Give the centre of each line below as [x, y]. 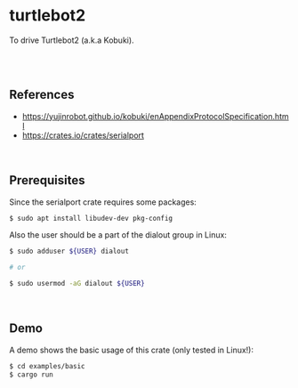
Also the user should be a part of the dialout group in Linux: [118, 235]
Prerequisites [47, 180]
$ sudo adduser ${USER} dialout [69, 251]
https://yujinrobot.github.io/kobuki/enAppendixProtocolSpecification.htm [155, 116]
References [42, 95]
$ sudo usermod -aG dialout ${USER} [77, 284]
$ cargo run [31, 375]
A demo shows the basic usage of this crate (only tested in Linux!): [131, 350]
